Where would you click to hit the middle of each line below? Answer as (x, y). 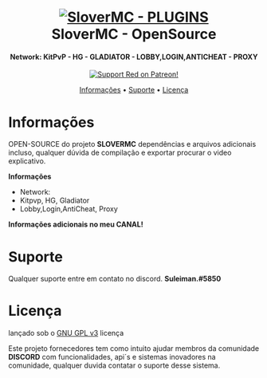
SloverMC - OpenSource (134, 34)
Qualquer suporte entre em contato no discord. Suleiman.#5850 (115, 279)
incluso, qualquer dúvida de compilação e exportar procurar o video (120, 153)
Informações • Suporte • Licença (134, 90)
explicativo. (27, 161)
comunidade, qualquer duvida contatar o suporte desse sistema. (114, 365)
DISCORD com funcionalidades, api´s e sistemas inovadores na (112, 357)
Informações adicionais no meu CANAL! (76, 224)
